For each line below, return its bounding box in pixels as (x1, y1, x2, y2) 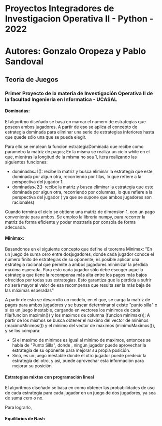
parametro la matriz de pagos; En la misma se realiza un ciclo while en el (5, 148, 150, 154)
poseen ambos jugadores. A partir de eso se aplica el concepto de (5, 124, 138, 130)
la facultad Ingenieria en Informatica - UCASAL (5, 96, 118, 102)
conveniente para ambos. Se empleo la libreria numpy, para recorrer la (5, 214, 146, 220)
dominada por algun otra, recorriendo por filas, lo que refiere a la (12, 173, 142, 180)
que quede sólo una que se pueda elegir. (5, 134, 87, 140)
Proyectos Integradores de (5, 3, 115, 14)
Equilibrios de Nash (5, 415, 45, 421)
